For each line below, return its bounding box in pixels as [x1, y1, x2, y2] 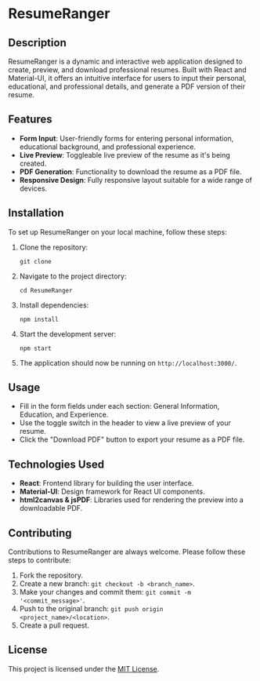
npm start [19, 344, 52, 352]
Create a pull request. [19, 621, 90, 630]
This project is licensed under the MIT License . [8, 664, 160, 673]
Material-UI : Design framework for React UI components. [19, 487, 205, 497]
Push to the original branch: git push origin [19, 604, 164, 614]
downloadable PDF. [19, 504, 83, 513]
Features [8, 113, 52, 126]
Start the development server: [19, 329, 117, 338]
